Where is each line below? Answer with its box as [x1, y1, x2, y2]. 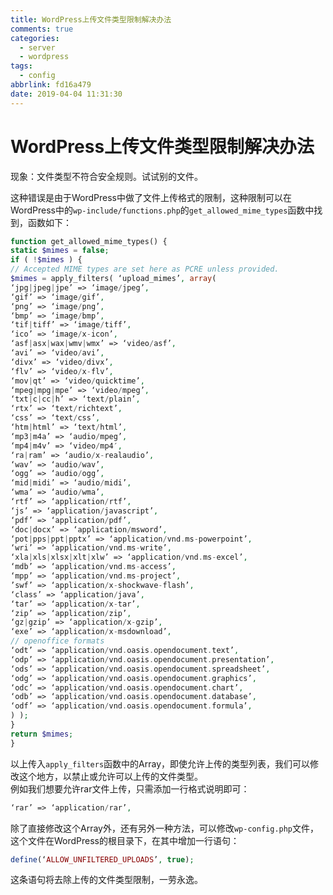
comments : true [10, 24, 74, 34]
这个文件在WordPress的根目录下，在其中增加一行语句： [10, 834, 240, 846]
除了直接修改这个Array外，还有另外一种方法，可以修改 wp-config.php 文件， [10, 822, 320, 834]
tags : [10, 61, 33, 71]
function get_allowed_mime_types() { [10, 236, 168, 246]
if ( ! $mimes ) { [10, 255, 83, 265]
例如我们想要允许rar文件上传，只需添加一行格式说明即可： [10, 782, 250, 795]
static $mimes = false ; [10, 246, 110, 256]
